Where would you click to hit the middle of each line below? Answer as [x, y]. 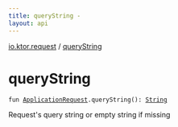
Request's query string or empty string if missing [89, 115]
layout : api [28, 23]
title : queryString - [45, 16]
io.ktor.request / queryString [55, 46]
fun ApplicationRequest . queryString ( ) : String [88, 100]
